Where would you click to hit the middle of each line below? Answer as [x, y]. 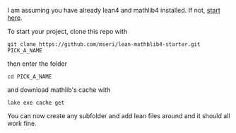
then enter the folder [37, 64]
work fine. [22, 123]
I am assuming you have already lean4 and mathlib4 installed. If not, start [114, 10]
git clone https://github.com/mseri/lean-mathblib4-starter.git [104, 45]
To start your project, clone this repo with [67, 31]
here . [15, 18]
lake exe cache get [36, 103]
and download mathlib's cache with [59, 90]
